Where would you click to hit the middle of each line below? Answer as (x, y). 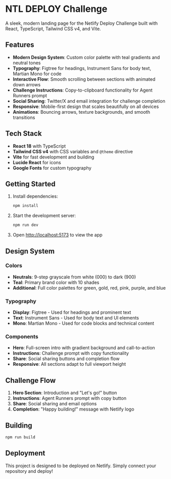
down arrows (27, 84)
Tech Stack (24, 134)
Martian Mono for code (37, 74)
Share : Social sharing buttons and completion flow (66, 359)
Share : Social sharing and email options (55, 404)
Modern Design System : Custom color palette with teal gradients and (86, 57)
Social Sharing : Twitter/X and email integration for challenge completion (89, 101)
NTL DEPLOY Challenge (56, 9)
